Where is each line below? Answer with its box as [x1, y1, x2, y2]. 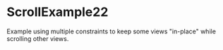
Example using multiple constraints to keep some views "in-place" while [6, 27, 217, 35]
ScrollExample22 [6, 4, 109, 20]
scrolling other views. [6, 34, 69, 42]
